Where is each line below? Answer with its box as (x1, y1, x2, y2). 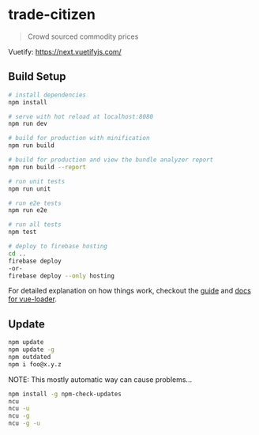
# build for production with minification (8, 134, 150, 142)
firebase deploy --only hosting (8, 271, 114, 280)
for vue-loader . (8, 294, 58, 304)
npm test (8, 228, 37, 236)
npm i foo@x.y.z (8, 360, 62, 369)
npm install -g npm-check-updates (8, 390, 122, 398)
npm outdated (8, 353, 51, 361)
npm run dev (8, 120, 47, 128)
